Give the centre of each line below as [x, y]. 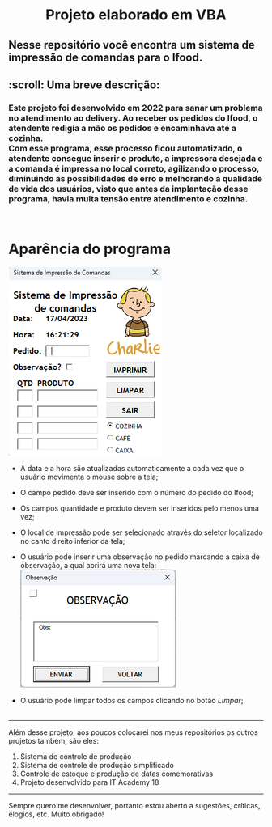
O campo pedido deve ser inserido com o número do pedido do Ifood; [136, 493]
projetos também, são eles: [54, 741]
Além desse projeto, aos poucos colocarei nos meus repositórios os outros [133, 732]
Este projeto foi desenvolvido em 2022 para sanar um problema [136, 108]
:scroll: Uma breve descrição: [84, 85]
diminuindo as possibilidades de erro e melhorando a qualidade [136, 178]
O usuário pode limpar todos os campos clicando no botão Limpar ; [132, 701]
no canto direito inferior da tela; [72, 541]
